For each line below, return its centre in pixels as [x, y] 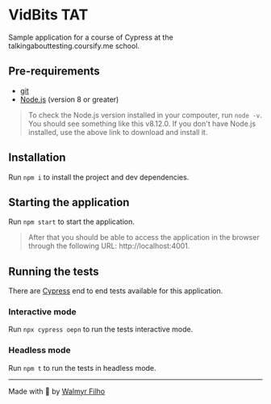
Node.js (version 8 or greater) [69, 99]
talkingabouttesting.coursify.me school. [74, 45]
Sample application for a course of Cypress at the [91, 37]
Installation [37, 158]
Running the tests [54, 271]
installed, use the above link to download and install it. [118, 132]
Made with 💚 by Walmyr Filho [57, 391]
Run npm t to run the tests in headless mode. [82, 368]
